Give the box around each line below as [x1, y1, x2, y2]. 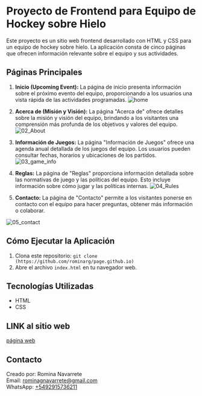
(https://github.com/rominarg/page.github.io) [14, 258, 134, 265]
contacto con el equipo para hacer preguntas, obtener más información [14, 200, 193, 207]
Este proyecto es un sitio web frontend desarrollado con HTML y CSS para [6, 37, 192, 44]
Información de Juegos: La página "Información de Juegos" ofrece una [14, 139, 195, 146]
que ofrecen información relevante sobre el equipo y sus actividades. [6, 49, 179, 57]
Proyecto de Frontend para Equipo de [6, 4, 196, 18]
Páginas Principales [6, 68, 83, 78]
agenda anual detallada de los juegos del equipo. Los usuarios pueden [14, 145, 191, 152]
